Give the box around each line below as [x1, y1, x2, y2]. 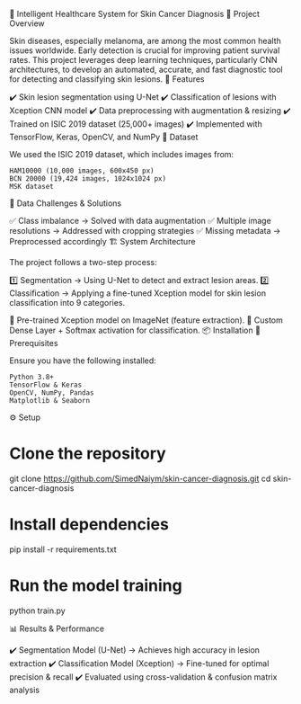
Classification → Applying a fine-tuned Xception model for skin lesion [9, 288, 267, 299]
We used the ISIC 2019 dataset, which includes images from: [9, 149, 235, 159]
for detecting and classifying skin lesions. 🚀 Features [9, 74, 205, 85]
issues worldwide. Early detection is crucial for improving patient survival [9, 45, 280, 56]
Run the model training [9, 575, 182, 596]
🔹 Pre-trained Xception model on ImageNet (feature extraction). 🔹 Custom [9, 315, 283, 325]
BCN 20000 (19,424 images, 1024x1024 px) [9, 174, 167, 183]
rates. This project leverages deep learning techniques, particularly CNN [9, 55, 278, 65]
